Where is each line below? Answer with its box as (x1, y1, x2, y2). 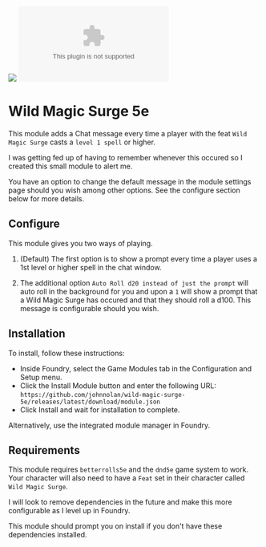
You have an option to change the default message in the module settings (8, 176, 252, 186)
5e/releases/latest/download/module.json (19, 398, 160, 406)
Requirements (8, 444, 80, 457)
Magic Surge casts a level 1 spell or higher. (8, 137, 156, 147)
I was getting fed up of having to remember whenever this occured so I (8, 152, 243, 162)
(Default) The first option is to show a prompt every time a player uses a (19, 253, 258, 263)
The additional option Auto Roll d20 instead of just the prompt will (19, 278, 248, 287)
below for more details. (8, 193, 85, 203)
